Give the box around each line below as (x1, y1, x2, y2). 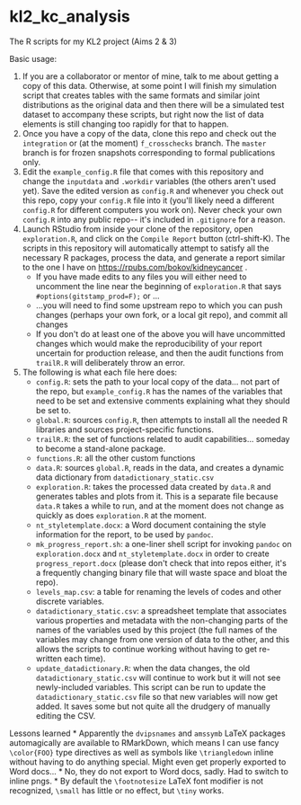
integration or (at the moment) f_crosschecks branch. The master (22, 137, 267, 148)
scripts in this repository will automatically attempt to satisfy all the (22, 243, 270, 253)
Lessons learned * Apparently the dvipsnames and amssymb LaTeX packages (9, 728, 286, 739)
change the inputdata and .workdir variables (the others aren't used (22, 175, 277, 186)
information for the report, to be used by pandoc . (35, 528, 214, 540)
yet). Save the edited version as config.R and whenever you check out (22, 185, 284, 196)
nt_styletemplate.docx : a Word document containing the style (35, 519, 267, 530)
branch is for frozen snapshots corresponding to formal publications (22, 146, 276, 158)
